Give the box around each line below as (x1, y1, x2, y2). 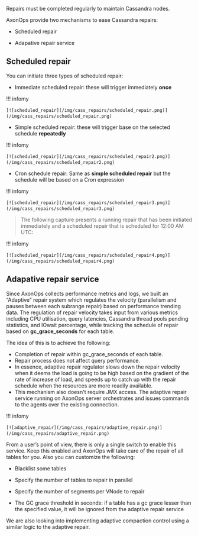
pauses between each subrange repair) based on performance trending (6, 302, 181, 309)
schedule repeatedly (14, 130, 66, 137)
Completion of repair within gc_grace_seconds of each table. (14, 350, 164, 357)
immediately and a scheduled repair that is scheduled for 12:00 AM (20, 222, 184, 230)
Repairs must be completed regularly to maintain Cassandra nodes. (6, 5, 170, 12)
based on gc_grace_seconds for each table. (6, 328, 115, 335)
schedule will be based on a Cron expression (14, 176, 125, 183)
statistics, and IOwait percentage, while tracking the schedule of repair (6, 321, 178, 328)
